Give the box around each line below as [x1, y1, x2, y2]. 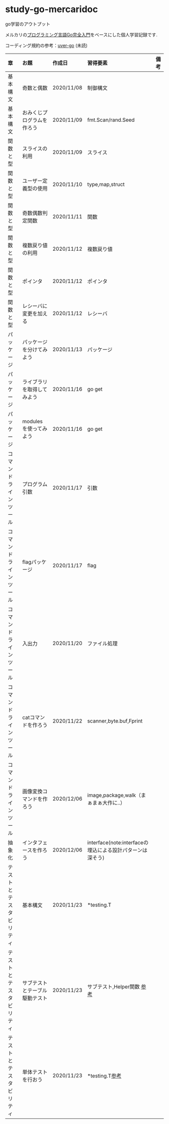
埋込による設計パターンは [87, 846, 147, 853]
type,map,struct [87, 181, 125, 188]
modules [22, 418, 43, 425]
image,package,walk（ [87, 791, 141, 798]
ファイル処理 [87, 640, 118, 647]
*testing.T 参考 [87, 1072, 122, 1079]
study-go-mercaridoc [5, 4, 98, 15]
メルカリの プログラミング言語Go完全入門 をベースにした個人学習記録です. [5, 31, 157, 37]
